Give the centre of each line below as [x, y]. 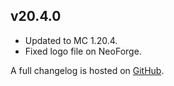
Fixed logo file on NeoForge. [83, 51]
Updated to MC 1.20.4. [71, 40]
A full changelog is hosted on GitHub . [87, 70]
